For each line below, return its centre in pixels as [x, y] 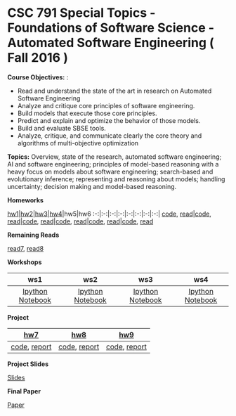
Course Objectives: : [38, 77]
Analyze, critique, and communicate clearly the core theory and [110, 136]
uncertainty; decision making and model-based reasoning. [92, 186]
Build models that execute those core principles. [87, 113]
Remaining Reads [33, 235]
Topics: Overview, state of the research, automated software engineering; [114, 157]
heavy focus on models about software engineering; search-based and [110, 171]
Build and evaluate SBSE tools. [62, 128]
